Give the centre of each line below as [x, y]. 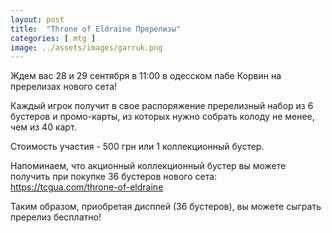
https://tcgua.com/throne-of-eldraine [87, 187]
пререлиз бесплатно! [56, 217]
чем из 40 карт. [43, 127]
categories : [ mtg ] [53, 38]
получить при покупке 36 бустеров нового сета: [114, 177]
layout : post [37, 19]
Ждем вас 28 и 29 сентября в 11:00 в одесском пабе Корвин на [146, 76]
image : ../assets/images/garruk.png [86, 47]
